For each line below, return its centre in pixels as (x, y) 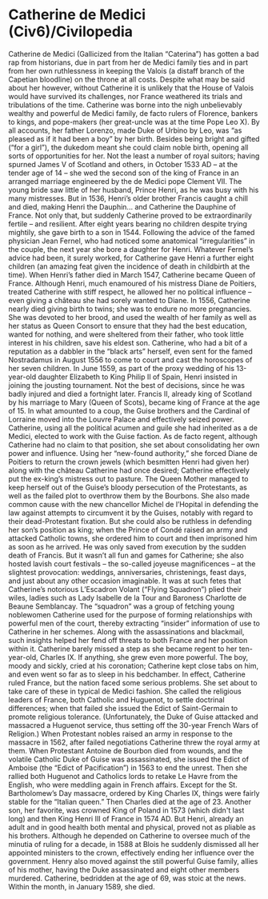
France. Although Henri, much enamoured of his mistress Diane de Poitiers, (133, 283)
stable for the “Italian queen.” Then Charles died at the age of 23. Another (130, 801)
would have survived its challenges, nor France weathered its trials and (125, 96)
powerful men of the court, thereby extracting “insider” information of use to (134, 623)
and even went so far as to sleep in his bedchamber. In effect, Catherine (127, 674)
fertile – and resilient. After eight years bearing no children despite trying (128, 224)
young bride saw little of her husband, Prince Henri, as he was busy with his (134, 190)
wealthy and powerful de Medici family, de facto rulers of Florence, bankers (133, 113)
